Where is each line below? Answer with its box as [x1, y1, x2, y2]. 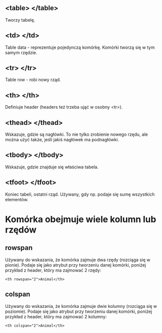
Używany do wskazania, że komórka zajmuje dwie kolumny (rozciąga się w [5, 303, 157, 309]
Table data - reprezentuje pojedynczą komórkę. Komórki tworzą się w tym [5, 44, 155, 50]
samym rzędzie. [5, 49, 38, 56]
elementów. [5, 196, 28, 202]
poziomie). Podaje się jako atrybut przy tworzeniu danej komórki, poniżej [5, 308, 152, 314]
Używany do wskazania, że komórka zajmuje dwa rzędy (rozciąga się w [5, 257, 151, 263]
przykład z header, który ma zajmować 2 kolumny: [5, 313, 107, 319]
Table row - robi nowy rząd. [5, 77, 61, 83]
